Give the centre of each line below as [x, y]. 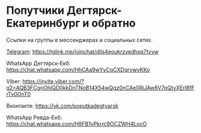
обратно [114, 23]
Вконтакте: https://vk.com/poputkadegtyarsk [62, 105]
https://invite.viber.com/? [53, 81]
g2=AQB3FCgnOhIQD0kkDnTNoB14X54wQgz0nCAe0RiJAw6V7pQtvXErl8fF [100, 87]
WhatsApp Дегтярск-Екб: [38, 63]
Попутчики [35, 11]
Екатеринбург [43, 23]
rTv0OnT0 [19, 94]
